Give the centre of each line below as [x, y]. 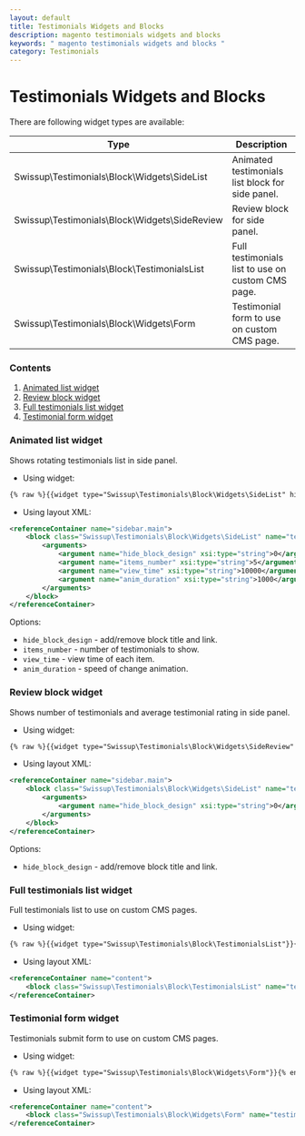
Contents [30, 368]
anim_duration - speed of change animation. [105, 669]
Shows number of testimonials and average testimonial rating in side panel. [150, 712]
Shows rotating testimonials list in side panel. [93, 460]
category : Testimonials [54, 52]
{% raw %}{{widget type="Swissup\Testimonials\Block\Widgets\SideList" [148, 494]
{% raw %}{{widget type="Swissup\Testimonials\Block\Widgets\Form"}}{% [148, 1072]
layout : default [40, 18]
